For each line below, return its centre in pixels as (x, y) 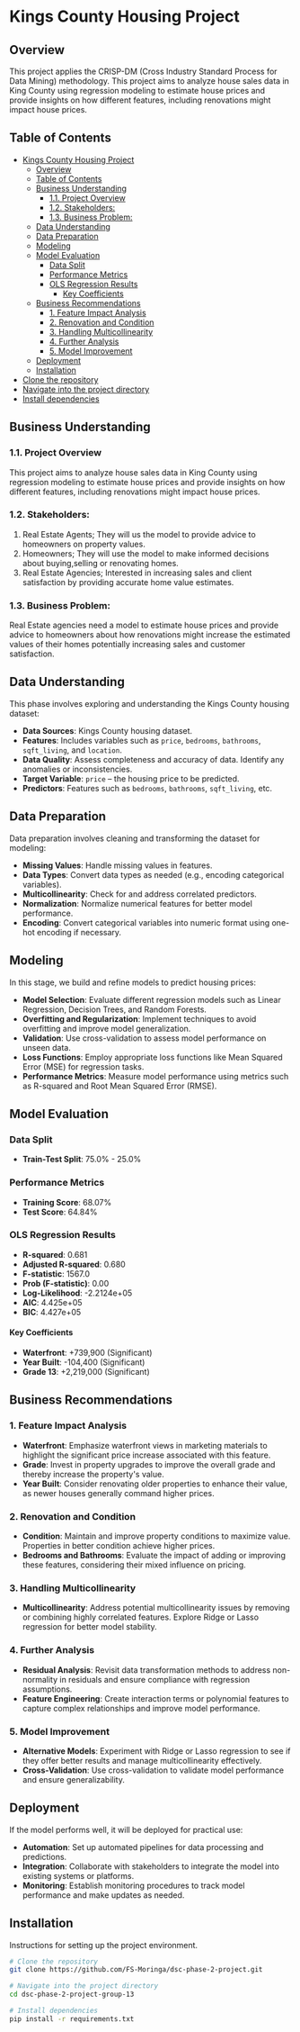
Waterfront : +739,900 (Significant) (87, 1353)
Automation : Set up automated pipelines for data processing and (143, 1847)
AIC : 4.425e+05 (52, 1302)
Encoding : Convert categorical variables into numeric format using (146, 922)
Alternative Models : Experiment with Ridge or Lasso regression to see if (156, 1751)
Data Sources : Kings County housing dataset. (107, 730)
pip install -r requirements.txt (72, 2018)
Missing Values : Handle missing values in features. (117, 865)
